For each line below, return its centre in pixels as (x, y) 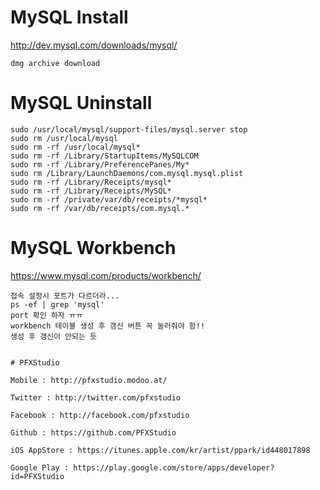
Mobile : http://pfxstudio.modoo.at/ (89, 380)
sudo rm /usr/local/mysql (64, 138)
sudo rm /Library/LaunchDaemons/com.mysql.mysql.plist (127, 173)
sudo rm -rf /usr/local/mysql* (75, 147)
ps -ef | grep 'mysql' (57, 304)
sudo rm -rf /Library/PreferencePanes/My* (100, 164)
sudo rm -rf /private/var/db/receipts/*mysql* (109, 199)
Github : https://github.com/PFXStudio (93, 432)
